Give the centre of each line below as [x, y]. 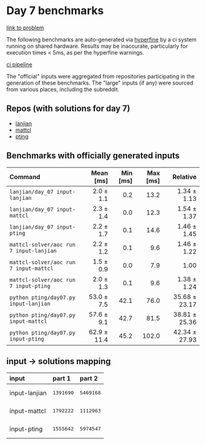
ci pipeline [19, 64]
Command [25, 177]
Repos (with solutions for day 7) [68, 109]
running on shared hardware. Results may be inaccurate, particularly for [97, 46]
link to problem [25, 28]
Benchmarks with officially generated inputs [93, 156]
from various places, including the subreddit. [63, 89]
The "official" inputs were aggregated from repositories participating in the [101, 76]
